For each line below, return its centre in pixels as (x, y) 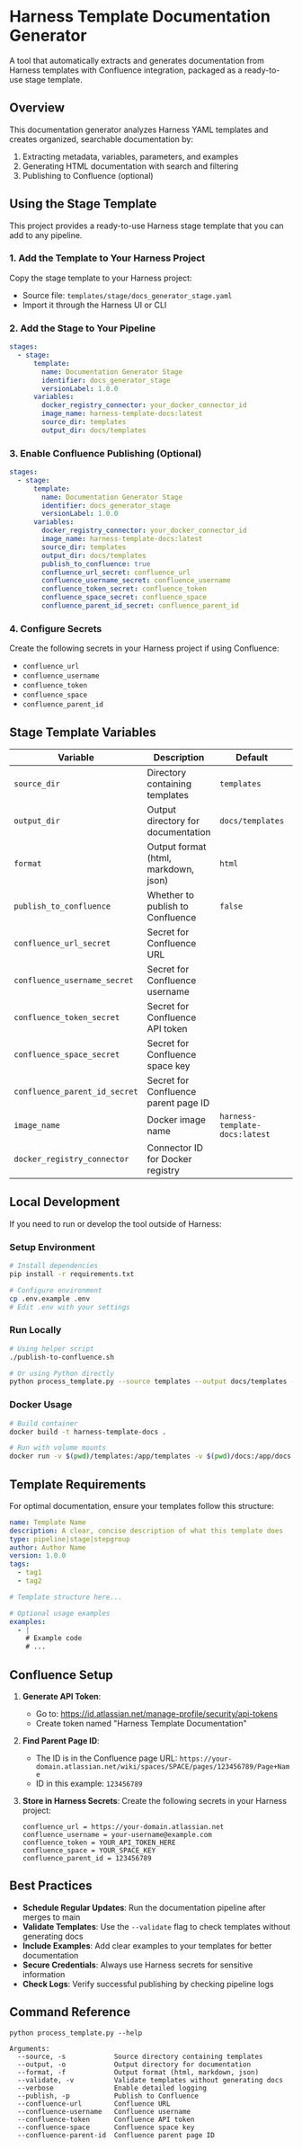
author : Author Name (48, 1548)
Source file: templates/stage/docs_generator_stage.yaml (127, 295)
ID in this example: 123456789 (89, 1784)
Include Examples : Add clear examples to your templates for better (147, 1945)
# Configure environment (56, 1290)
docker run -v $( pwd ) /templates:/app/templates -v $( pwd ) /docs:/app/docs (151, 1456)
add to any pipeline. (46, 235)
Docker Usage (41, 1405)
